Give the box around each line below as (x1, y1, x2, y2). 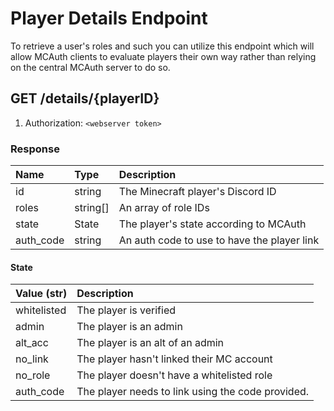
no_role (15, 368, 51, 382)
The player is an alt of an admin (76, 336, 225, 350)
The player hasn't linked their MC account (76, 352, 273, 366)
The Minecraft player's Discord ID (118, 185, 277, 199)
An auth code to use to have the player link (118, 233, 320, 247)
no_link (15, 352, 49, 366)
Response (10, 142, 60, 156)
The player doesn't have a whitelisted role (76, 368, 273, 382)
